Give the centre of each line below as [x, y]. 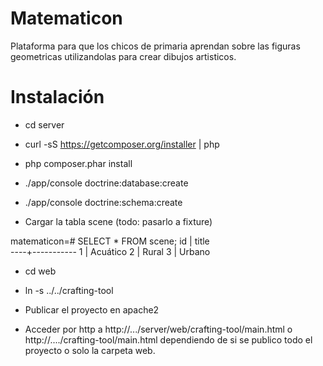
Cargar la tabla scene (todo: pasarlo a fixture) [118, 221]
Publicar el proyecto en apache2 [92, 309]
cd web [40, 271]
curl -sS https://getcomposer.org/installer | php [122, 144]
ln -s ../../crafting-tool [69, 290]
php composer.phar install [78, 163]
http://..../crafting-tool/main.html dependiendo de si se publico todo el [168, 339]
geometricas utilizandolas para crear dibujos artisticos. [123, 56]
